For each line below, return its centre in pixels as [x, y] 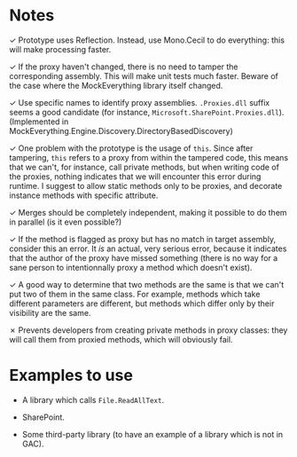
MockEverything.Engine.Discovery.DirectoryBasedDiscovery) [121, 130]
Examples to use [71, 376]
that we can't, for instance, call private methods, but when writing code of [144, 167]
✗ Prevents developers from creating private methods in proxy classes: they [148, 330]
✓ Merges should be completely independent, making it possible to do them [148, 212]
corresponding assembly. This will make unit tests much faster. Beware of [144, 75]
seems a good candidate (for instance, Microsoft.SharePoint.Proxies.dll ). [147, 112]
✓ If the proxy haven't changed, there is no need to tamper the [124, 67]
